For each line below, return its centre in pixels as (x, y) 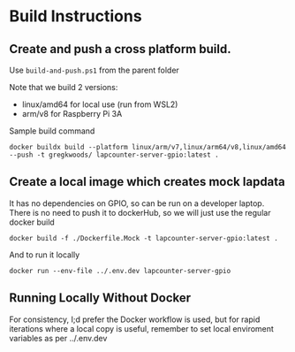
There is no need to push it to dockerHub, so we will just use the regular (140, 212)
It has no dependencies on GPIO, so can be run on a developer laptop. (137, 203)
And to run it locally (45, 255)
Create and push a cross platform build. (120, 49)
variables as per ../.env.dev (58, 338)
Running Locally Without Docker (100, 298)
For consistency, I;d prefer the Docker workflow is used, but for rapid (135, 319)
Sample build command (52, 131)
